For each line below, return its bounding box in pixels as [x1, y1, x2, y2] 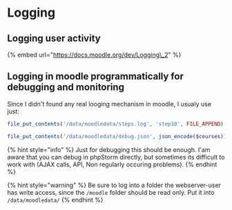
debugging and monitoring [7, 82, 124, 93]
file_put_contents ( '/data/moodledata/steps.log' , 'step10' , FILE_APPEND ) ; [7, 120, 227, 127]
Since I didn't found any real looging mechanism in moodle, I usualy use [7, 99, 212, 108]
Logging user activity [7, 32, 101, 44]
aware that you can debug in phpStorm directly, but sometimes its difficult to [7, 153, 225, 161]
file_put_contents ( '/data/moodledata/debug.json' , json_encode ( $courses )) [7, 133, 227, 140]
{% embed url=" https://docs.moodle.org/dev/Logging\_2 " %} [7, 50, 182, 59]
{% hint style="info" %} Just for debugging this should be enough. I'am [7, 145, 211, 153]
